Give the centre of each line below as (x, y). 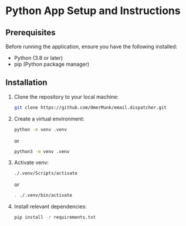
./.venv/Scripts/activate (45, 173)
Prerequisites (31, 33)
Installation (26, 82)
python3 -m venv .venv (42, 151)
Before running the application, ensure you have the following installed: (92, 46)
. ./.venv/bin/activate (43, 195)
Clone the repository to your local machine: (66, 97)
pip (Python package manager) (52, 64)
